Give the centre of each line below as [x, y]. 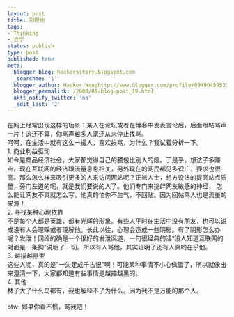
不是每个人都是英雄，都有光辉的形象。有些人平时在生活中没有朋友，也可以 [114, 221]
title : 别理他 [26, 20]
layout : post [26, 14]
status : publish [31, 46]
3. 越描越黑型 [26, 256]
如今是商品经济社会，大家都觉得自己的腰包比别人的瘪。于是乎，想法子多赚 [114, 160]
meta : [15, 65]
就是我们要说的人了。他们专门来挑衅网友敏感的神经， [138, 186]
